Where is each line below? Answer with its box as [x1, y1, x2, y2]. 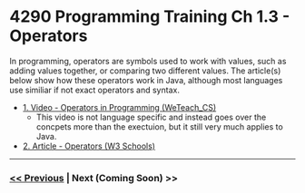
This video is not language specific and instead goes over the [35, 111, 267, 122]
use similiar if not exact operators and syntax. [9, 84, 180, 95]
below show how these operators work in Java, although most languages [9, 74, 283, 85]
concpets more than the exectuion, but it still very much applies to [35, 121, 283, 132]
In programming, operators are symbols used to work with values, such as [9, 55, 287, 66]
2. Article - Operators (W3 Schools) [22, 140, 156, 151]
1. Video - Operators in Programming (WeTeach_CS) [22, 101, 217, 112]
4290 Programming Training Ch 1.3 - [9, 6, 290, 27]
